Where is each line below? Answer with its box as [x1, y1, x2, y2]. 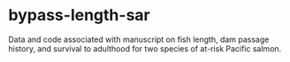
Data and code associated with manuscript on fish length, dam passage [8, 34, 270, 45]
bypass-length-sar [8, 5, 151, 25]
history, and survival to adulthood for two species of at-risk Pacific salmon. [8, 43, 282, 53]
